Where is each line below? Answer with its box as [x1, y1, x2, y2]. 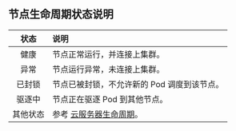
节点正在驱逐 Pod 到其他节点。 [52, 93, 168, 105]
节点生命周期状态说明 [8, 7, 114, 22]
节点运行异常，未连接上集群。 [52, 63, 166, 74]
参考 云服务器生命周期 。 [52, 109, 143, 120]
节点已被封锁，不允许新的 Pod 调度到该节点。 [52, 78, 224, 89]
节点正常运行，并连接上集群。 [52, 49, 166, 60]
